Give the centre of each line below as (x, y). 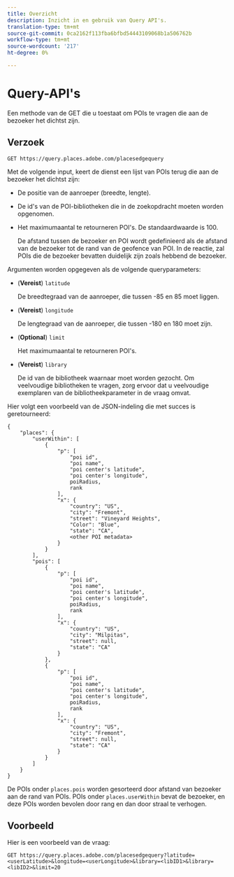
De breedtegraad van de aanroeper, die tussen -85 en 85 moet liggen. (118, 296)
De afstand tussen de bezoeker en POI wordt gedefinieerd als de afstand (122, 241)
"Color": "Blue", (95, 525)
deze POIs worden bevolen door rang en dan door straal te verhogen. (107, 803)
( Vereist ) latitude (44, 283)
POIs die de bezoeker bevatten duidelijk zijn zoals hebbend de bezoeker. (122, 256)
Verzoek (26, 143)
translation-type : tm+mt (43, 27)
